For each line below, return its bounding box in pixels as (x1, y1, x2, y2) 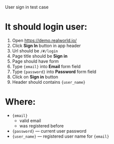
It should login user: (5, 22, 88, 32)
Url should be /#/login (12, 48, 58, 53)
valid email (19, 118, 41, 123)
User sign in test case (5, 4, 49, 10)
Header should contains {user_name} (12, 79, 86, 85)
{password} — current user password (12, 128, 87, 134)
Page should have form (12, 58, 59, 64)
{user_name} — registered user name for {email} (12, 133, 110, 139)
